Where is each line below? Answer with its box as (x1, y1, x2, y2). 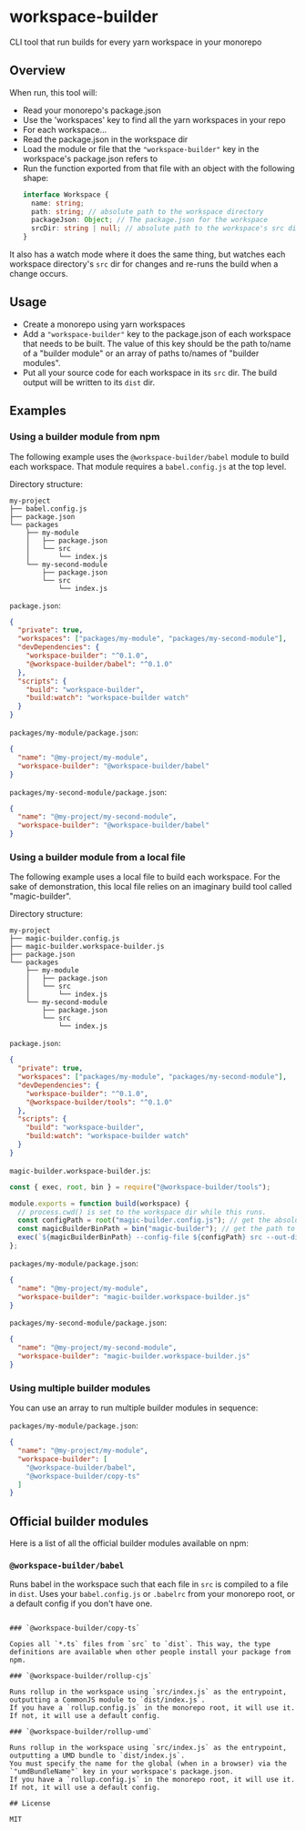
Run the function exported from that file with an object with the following (22, 162, 295, 174)
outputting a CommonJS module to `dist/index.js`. (9, 1695, 206, 1704)
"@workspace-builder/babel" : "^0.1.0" (25, 659, 173, 668)
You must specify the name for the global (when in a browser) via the (9, 1759, 287, 1768)
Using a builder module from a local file (9, 850, 187, 863)
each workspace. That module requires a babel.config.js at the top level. (9, 461, 287, 472)
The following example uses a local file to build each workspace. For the (9, 871, 280, 882)
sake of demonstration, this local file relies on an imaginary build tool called (9, 881, 292, 892)
